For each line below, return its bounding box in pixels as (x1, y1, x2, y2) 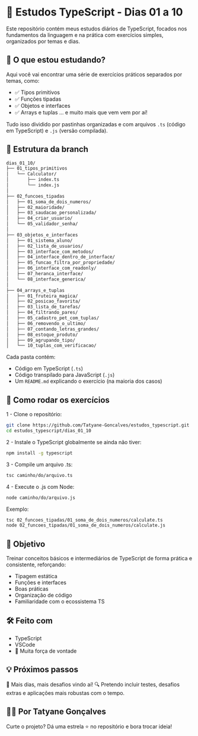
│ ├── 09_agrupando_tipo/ (6, 337, 76, 343)
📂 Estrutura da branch (6, 144, 89, 154)
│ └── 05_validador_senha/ (6, 221, 78, 227)
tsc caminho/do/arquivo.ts (6, 472, 73, 478)
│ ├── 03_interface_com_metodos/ (6, 248, 94, 255)
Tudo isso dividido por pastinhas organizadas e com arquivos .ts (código (6, 120, 186, 127)
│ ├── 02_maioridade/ (6, 204, 65, 210)
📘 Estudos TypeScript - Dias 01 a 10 (6, 5, 183, 19)
